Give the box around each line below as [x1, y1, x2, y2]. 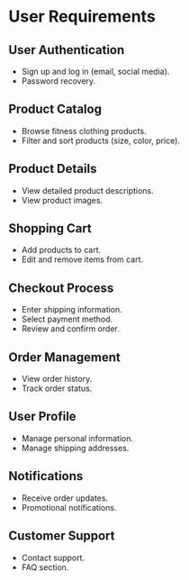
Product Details [8, 161, 97, 177]
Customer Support [8, 529, 115, 544]
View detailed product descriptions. [21, 185, 154, 195]
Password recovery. [21, 76, 96, 86]
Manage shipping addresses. [21, 442, 130, 453]
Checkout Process [8, 280, 114, 295]
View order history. [21, 374, 93, 385]
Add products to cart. [21, 245, 102, 256]
